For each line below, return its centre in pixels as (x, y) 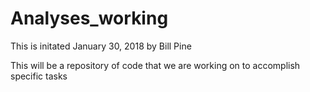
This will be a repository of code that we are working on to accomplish (155, 65)
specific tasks (39, 76)
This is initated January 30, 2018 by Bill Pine (101, 46)
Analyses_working (89, 18)
